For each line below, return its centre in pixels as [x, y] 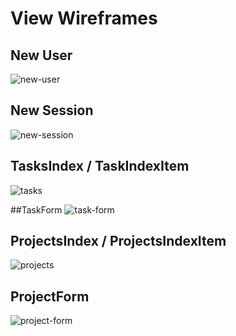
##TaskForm [36, 209]
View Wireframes [84, 18]
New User [41, 55]
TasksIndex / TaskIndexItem [100, 166]
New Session [52, 110]
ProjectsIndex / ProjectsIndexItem [118, 241]
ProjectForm [50, 296]
